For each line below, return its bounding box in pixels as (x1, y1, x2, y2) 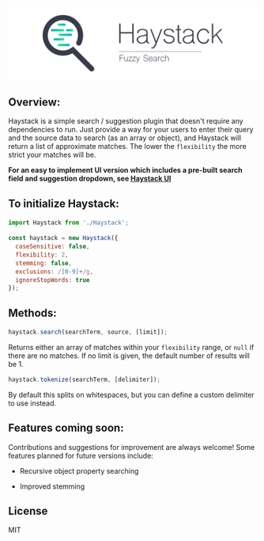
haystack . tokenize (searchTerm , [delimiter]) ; (8, 375, 160, 383)
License (8, 505, 48, 518)
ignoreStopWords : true (15, 276, 90, 284)
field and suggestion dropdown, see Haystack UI (8, 173, 172, 184)
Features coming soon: (8, 421, 124, 435)
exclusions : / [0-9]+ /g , (15, 268, 93, 276)
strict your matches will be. (8, 150, 96, 160)
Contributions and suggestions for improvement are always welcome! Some (8, 442, 255, 451)
